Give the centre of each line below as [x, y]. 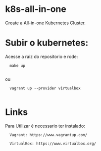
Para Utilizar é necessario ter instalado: [45, 126]
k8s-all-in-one [36, 9]
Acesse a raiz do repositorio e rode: [42, 56]
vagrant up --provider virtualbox [45, 88]
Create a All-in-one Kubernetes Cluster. [45, 23]
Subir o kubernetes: [47, 43]
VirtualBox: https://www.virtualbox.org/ [53, 144]
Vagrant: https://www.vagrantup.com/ [49, 135]
